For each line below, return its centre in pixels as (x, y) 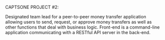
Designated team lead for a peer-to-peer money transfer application (76, 17)
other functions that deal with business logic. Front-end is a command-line (82, 27)
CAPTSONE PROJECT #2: (32, 7)
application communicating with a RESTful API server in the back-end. (78, 32)
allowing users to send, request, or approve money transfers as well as (78, 22)
